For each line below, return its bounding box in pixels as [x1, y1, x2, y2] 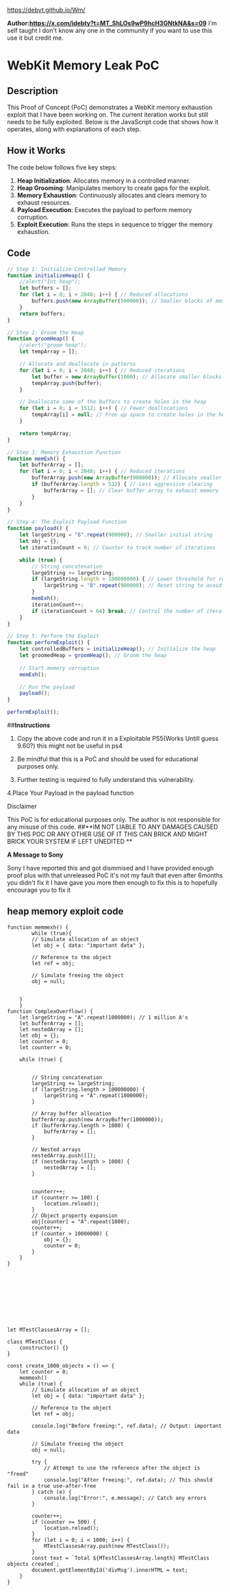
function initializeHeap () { [7, 272, 90, 279]
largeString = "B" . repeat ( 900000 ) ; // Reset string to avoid [43, 582, 222, 589]
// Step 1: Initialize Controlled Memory [7, 266, 127, 273]
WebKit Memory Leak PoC [7, 58, 159, 73]
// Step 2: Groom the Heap [7, 329, 84, 336]
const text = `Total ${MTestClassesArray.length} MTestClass [31, 1554, 210, 1561]
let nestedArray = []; [19, 1026, 84, 1033]
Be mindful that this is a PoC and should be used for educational [16, 755, 199, 763]
